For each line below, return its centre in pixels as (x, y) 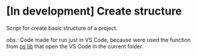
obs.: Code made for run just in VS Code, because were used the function (98, 40)
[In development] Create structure (94, 11)
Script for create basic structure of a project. (62, 28)
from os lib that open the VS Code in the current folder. (75, 46)
